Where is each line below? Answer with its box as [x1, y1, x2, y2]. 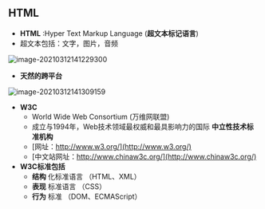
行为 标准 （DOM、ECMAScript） [31, 191, 142, 201]
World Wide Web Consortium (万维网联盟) [31, 112, 170, 121]
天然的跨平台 [19, 71, 62, 81]
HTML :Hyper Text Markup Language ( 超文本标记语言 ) [19, 28, 200, 38]
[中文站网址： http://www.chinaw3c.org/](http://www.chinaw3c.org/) [31, 152, 257, 161]
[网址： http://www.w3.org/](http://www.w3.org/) [31, 141, 192, 151]
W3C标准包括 [19, 161, 65, 171]
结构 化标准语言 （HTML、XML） [31, 172, 141, 181]
